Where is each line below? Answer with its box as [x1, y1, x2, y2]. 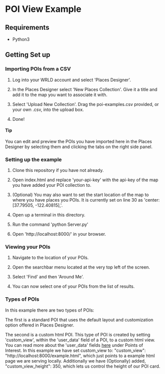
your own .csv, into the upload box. [12, 107, 84, 112]
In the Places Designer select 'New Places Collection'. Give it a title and [12, 86, 158, 92]
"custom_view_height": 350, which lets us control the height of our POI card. [5, 363, 161, 369]
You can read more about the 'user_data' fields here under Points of [5, 342, 143, 348]
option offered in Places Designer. [5, 322, 74, 328]
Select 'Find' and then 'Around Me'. [12, 274, 84, 280]
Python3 [12, 36, 30, 42]
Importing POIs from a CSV [5, 65, 71, 72]
